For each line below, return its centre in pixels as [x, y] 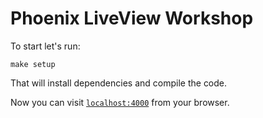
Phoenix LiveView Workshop [132, 18]
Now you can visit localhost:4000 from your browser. [120, 102]
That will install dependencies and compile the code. [119, 83]
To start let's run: [45, 46]
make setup [33, 64]
